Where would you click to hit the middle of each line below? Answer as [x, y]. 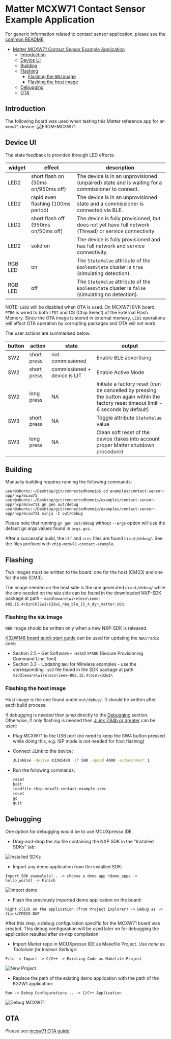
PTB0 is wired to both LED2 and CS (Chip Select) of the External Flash [77, 312]
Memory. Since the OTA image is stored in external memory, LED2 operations [85, 318]
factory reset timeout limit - [130, 403]
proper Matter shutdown [125, 445]
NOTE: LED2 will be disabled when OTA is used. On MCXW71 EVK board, [81, 307]
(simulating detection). [104, 273]
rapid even [44, 197]
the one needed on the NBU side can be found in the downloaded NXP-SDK [83, 593]
